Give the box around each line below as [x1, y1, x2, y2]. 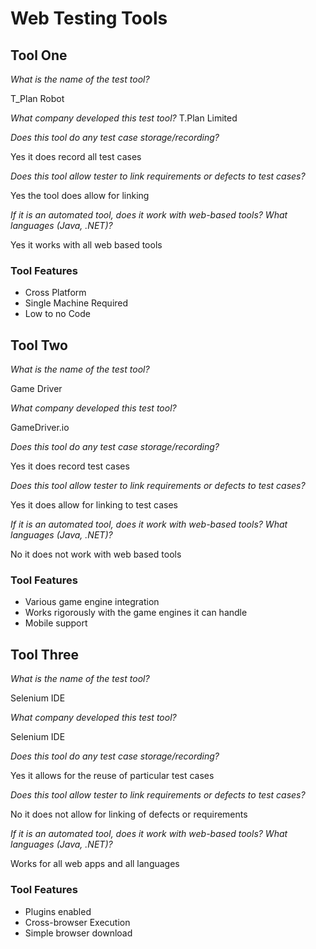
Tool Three [10, 646, 79, 663]
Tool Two [10, 337, 68, 354]
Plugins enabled [24, 905, 92, 917]
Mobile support [24, 617, 88, 629]
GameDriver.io [10, 422, 70, 434]
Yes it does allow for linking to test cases [10, 499, 178, 511]
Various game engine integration [24, 596, 160, 608]
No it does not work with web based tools [10, 548, 182, 561]
